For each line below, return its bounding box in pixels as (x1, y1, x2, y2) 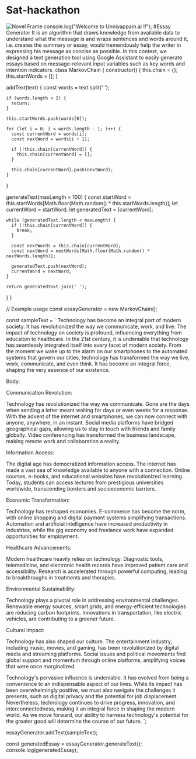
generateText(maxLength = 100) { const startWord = (6, 194, 131, 201)
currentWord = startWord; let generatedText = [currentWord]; (6, 206, 153, 213)
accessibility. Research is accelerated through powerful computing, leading (6, 568, 187, 575)
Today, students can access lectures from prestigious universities (6, 479, 164, 486)
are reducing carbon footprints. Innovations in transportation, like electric (6, 609, 182, 616)
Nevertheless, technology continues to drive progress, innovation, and (6, 699, 175, 706)
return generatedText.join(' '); (6, 284, 87, 289)
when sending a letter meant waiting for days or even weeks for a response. (6, 406, 189, 413)
